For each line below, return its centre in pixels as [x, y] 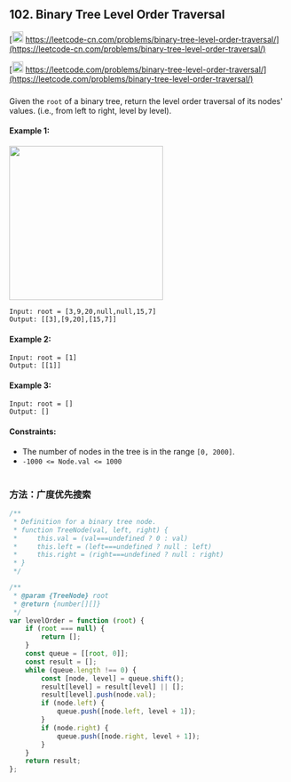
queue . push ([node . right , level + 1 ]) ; [128, 736]
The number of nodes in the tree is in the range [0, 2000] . [128, 451]
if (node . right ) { [75, 728]
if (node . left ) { [73, 703]
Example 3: [30, 385]
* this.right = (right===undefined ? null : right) [118, 555]
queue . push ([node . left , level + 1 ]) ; [126, 712]
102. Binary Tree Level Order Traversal [117, 15]
